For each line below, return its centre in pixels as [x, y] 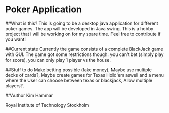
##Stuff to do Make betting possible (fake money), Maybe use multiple [79, 70]
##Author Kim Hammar [29, 95]
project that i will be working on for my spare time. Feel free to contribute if [83, 34]
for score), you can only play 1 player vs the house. [58, 60]
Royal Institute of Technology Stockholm [47, 105]
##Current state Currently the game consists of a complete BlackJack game [84, 49]
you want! [16, 39]
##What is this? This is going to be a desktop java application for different [82, 23]
